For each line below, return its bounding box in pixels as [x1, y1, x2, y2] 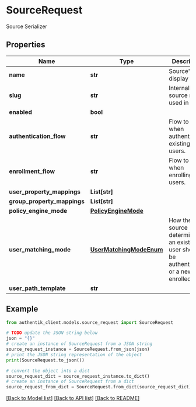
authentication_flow [9, 132, 66, 140]
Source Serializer [6, 23, 48, 30]
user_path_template [9, 284, 66, 292]
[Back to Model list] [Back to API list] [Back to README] [6, 395, 140, 402]
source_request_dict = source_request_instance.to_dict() [6, 373, 150, 379]
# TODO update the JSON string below [6, 330, 98, 336]
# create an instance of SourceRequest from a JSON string [6, 341, 153, 347]
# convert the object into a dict [6, 368, 90, 374]
